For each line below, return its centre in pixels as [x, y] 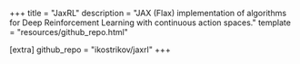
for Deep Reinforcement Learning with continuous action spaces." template [150, 23]
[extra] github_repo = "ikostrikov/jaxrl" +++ [90, 50]
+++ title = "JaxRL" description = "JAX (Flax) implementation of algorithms [148, 13]
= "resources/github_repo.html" [69, 32]
